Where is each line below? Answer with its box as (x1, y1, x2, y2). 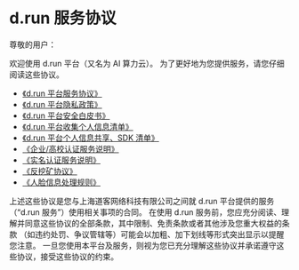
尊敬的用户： (9, 39, 56, 50)
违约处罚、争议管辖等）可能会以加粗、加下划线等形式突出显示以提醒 (34, 228, 285, 240)
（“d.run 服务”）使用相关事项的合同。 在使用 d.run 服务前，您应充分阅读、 (9, 206, 282, 218)
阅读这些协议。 (9, 68, 64, 80)
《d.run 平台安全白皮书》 (21, 110, 110, 121)
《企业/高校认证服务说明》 (21, 143, 119, 154)
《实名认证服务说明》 (21, 155, 101, 165)
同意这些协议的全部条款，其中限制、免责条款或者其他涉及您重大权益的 (24, 218, 282, 228)
